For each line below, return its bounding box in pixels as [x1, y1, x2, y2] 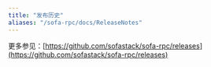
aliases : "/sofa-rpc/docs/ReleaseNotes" [8, 19, 143, 26]
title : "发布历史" [8, 11, 65, 19]
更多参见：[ [8, 41, 46, 51]
